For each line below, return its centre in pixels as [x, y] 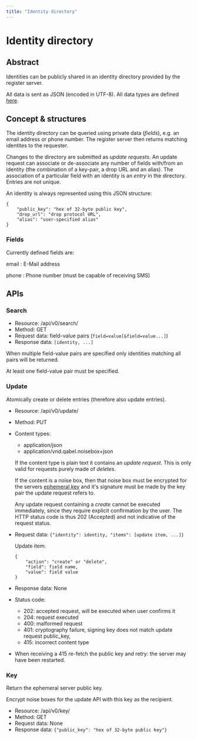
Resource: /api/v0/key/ [42, 711]
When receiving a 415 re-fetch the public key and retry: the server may [100, 654]
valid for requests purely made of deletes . [65, 469]
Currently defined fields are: [40, 252]
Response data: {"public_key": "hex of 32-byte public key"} [91, 730]
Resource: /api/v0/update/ [46, 410]
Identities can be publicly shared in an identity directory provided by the [93, 77]
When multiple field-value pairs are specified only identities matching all [94, 353]
